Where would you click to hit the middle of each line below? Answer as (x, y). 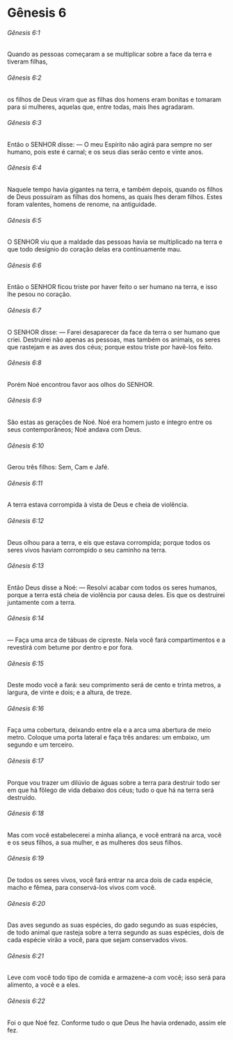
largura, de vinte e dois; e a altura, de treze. (70, 692)
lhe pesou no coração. (39, 294)
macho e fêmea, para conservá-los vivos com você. (82, 888)
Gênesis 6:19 (25, 858)
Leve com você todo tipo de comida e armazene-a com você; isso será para (116, 977)
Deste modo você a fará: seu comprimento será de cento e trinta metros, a (114, 685)
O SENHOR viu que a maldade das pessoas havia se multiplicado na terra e (115, 242)
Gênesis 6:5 (24, 220)
